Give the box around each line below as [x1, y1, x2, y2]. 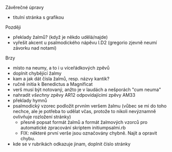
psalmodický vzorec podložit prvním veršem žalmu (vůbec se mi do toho [12, 103, 167, 109]
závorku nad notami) [12, 45, 57, 51]
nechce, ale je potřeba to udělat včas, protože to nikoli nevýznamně [12, 108, 156, 114]
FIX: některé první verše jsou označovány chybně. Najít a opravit [20, 130, 158, 136]
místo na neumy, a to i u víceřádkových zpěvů [12, 65, 110, 71]
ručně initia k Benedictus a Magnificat [12, 81, 93, 87]
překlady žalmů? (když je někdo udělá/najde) [12, 34, 108, 40]
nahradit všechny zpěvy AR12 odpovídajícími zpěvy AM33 [12, 92, 136, 98]
